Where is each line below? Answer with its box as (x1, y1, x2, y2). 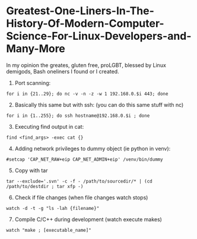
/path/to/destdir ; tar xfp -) (6, 183, 84, 189)
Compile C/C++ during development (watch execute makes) (14, 215, 162, 223)
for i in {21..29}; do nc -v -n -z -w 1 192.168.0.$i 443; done (6, 91, 169, 97)
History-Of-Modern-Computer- (6, 17, 164, 30)
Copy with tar (14, 167, 48, 174)
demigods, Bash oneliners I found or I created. (6, 68, 120, 75)
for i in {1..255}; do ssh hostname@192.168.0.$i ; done (6, 113, 150, 119)
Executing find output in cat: (14, 123, 84, 130)
